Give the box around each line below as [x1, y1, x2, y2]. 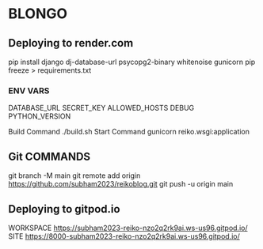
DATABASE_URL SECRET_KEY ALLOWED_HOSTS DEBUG [8, 104, 195, 113]
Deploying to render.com [8, 36, 134, 50]
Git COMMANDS [8, 149, 91, 163]
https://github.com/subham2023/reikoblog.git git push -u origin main [8, 179, 234, 189]
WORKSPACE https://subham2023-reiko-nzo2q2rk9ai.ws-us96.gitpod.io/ [8, 223, 248, 232]
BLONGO [8, 5, 68, 23]
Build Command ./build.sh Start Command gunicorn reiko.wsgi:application [8, 127, 250, 137]
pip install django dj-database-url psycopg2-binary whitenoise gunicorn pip [8, 57, 256, 66]
